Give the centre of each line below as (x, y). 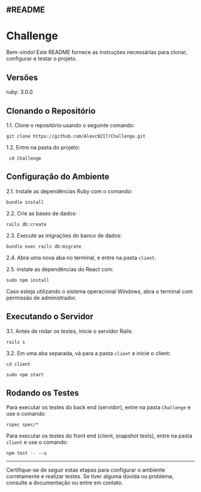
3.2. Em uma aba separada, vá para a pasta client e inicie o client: (89, 353)
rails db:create (26, 224)
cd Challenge (25, 158)
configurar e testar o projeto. (42, 59)
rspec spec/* (22, 425)
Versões (22, 77)
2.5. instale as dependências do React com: (60, 269)
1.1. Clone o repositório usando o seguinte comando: (71, 125)
